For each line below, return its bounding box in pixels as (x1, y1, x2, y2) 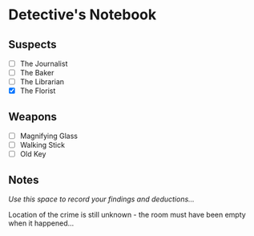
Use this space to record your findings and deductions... (8, 194, 195, 204)
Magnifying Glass (19, 131, 79, 141)
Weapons (8, 110, 58, 124)
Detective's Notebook (8, 6, 157, 24)
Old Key (19, 149, 46, 159)
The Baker (19, 68, 54, 78)
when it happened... (8, 218, 75, 228)
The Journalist (19, 59, 68, 68)
